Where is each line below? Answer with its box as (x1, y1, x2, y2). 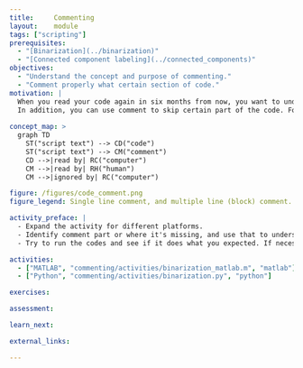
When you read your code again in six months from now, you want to (17, 97, 280, 106)
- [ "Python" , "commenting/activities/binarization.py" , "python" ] (17, 271, 272, 281)
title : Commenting (9, 13, 95, 23)
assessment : (9, 304, 54, 314)
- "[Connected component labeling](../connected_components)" (17, 55, 256, 64)
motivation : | (9, 88, 63, 97)
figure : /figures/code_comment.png (9, 189, 143, 198)
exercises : (9, 288, 50, 298)
